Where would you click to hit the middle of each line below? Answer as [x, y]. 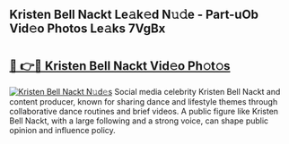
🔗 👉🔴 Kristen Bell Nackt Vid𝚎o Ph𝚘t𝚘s [120, 66]
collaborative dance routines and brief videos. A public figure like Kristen [144, 111]
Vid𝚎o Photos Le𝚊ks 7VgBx [88, 29]
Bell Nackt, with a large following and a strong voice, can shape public [139, 121]
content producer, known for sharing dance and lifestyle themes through [144, 102]
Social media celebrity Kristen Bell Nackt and [197, 92]
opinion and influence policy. [63, 130]
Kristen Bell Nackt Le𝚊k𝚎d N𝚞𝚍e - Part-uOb [134, 15]
